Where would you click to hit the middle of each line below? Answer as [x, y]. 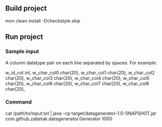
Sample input [22, 52]
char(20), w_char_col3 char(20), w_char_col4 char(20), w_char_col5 [77, 78]
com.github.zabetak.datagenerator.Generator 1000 [59, 119]
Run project [24, 37]
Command [18, 102]
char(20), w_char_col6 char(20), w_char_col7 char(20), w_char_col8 [77, 83]
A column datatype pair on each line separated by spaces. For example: [81, 62]
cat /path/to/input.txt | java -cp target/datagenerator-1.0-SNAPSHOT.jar [81, 113]
